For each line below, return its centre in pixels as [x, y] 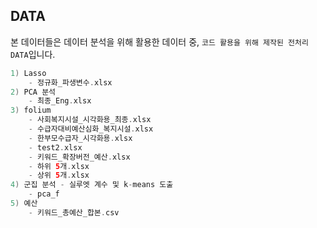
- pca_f [44, 194]
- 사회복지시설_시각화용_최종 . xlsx [90, 120]
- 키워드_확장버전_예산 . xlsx [79, 157]
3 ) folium [31, 110]
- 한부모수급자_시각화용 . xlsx [80, 138]
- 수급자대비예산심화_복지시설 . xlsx [91, 129]
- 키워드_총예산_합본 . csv [74, 212]
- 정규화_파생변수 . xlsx [70, 82]
